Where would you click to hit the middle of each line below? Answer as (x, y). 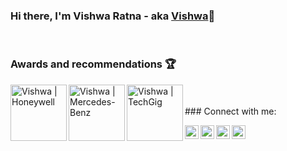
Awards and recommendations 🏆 (93, 64)
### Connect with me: (230, 111)
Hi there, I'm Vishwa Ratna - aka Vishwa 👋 (113, 16)
